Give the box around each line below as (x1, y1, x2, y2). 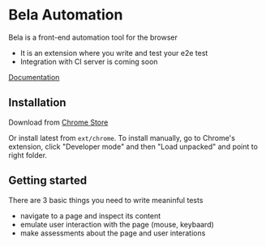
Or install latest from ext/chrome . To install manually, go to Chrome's (8, 133, 235, 142)
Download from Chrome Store (8, 117, 109, 127)
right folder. (8, 150, 47, 159)
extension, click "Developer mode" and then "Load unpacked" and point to (8, 142, 258, 151)
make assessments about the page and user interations (19, 228, 206, 238)
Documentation (8, 72, 60, 82)
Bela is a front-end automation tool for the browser (8, 32, 178, 42)
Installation (8, 95, 66, 110)
